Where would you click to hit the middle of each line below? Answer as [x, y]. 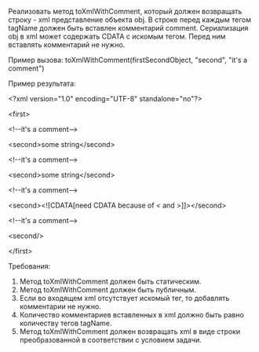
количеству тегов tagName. [66, 323]
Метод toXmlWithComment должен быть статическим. [110, 281]
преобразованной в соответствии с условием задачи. [110, 340]
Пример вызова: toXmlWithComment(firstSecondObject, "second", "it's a [128, 60]
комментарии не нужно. [60, 306]
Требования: [29, 266]
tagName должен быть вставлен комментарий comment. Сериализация [128, 28]
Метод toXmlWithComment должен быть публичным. [108, 290]
